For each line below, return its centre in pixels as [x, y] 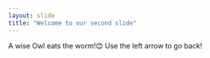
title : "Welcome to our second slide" [72, 23]
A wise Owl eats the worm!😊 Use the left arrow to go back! [105, 45]
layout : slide [32, 15]
